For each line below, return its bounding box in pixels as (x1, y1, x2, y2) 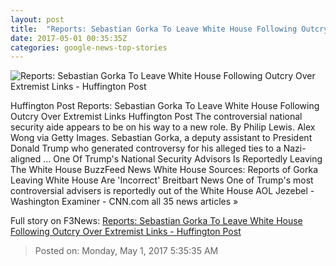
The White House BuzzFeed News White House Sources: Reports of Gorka (10, 164, 319, 176)
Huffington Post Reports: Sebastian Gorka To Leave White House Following (10, 100, 320, 112)
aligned (10, 153, 42, 165)
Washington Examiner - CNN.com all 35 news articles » (10, 196, 239, 208)
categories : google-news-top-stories (10, 42, 168, 53)
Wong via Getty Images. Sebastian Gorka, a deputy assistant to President (10, 132, 313, 144)
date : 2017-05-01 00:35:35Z (10, 33, 128, 43)
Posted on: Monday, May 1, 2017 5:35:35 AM (34, 245, 219, 257)
